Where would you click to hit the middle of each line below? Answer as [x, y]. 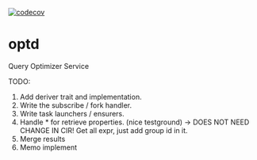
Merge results [42, 139]
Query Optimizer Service [49, 66]
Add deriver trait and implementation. [81, 97]
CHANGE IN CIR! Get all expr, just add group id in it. [104, 130]
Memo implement [48, 147]
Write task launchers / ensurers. [72, 113]
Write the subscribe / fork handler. [76, 105]
